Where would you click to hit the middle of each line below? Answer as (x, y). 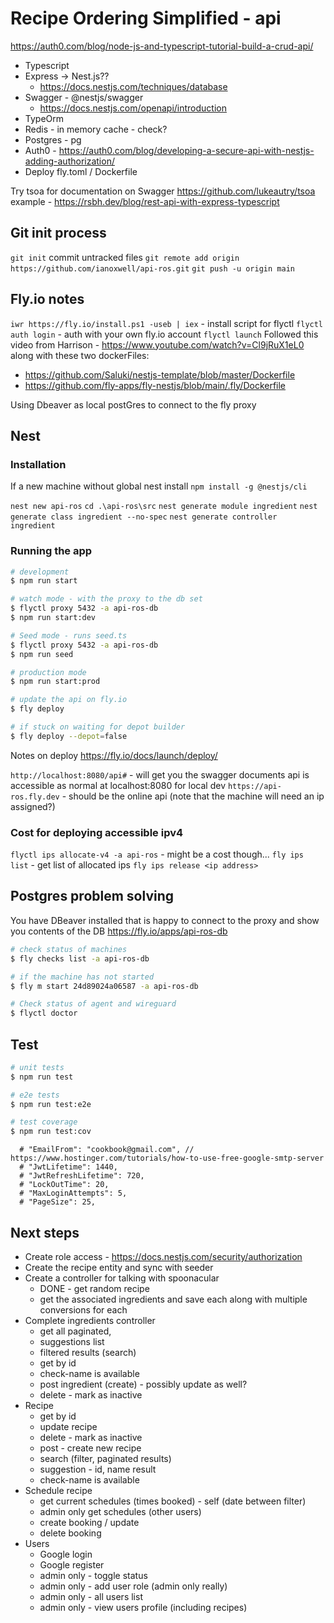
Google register (72, 1565)
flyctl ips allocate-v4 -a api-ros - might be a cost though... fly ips (157, 854)
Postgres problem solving (92, 896)
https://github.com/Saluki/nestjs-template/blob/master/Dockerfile (160, 374)
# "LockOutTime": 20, (64, 1185)
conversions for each (83, 1310)
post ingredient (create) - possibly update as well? (143, 1384)
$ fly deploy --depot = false (69, 736)
